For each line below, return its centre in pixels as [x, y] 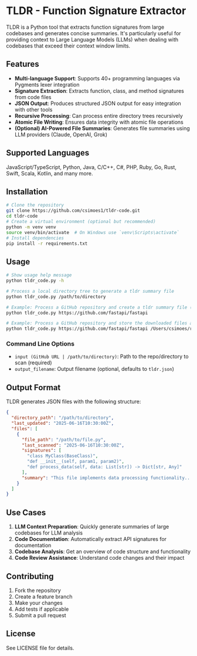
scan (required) [33, 363]
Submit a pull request [40, 615]
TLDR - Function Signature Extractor [96, 11]
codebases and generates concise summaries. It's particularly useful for [94, 33]
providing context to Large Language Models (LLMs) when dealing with [92, 39]
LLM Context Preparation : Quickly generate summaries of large [92, 527]
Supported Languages [48, 153]
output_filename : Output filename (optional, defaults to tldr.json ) [94, 369]
